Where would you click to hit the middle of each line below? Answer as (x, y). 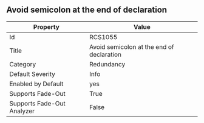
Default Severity (32, 74)
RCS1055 (103, 37)
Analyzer (22, 111)
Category (23, 64)
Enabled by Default (36, 84)
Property (46, 27)
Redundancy (107, 64)
